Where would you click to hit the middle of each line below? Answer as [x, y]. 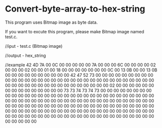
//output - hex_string [25, 55]
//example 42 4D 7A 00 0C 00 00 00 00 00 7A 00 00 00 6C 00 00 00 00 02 [81, 65]
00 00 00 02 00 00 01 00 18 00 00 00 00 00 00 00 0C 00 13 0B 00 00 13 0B [81, 70]
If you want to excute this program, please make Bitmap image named [74, 31]
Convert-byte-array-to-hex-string [75, 9]
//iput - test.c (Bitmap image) [34, 46]
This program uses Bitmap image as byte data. [52, 22]
